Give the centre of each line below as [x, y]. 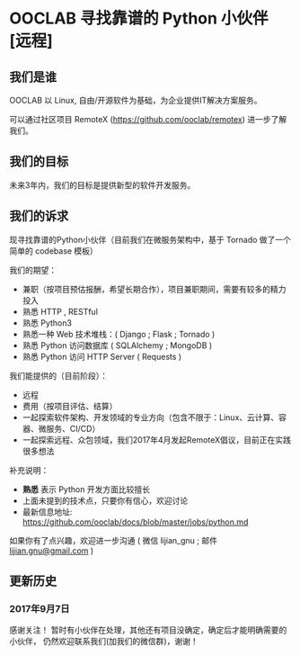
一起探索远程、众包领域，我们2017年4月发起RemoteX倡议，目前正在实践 [157, 440]
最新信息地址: [47, 511]
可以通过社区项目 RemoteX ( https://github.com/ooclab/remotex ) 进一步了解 [148, 119]
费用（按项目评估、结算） [70, 406]
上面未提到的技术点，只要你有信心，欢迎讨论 [105, 500]
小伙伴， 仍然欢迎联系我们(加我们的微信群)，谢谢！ [104, 642]
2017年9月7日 [40, 608]
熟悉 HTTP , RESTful [60, 311]
